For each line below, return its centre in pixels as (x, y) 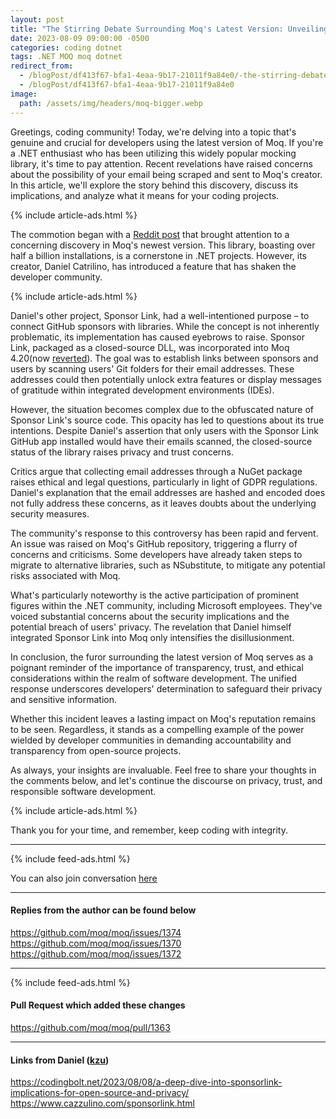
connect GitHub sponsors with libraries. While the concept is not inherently (165, 326)
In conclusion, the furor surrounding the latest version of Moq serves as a (162, 657)
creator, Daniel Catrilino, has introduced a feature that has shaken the (153, 266)
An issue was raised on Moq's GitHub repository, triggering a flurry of (154, 543)
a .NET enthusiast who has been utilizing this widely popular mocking (153, 153)
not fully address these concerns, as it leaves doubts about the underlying (163, 503)
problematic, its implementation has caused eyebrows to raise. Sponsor (157, 337)
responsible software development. (83, 791)
